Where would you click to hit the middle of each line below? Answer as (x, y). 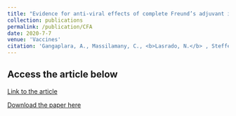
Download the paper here (44, 105)
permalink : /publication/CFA (50, 27)
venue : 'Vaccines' (34, 40)
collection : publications (45, 20)
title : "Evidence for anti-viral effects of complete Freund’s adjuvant (116, 14)
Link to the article (32, 91)
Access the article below (63, 74)
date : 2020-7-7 (29, 33)
